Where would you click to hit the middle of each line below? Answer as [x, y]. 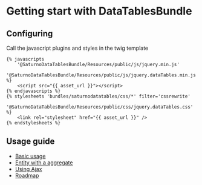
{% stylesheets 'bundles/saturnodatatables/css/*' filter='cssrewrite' [98, 96]
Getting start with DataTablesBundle [99, 11]
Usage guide [31, 142]
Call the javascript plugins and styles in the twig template [77, 48]
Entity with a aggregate [44, 163]
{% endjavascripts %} [34, 91]
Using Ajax [28, 169]
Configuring [30, 34]
